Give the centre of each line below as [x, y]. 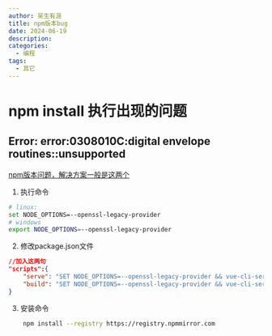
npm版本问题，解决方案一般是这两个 [69, 174]
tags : [17, 62]
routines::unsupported [67, 154]
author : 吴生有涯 [35, 16]
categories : [28, 46]
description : [30, 38]
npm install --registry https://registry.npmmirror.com [119, 323]
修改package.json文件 [57, 246]
